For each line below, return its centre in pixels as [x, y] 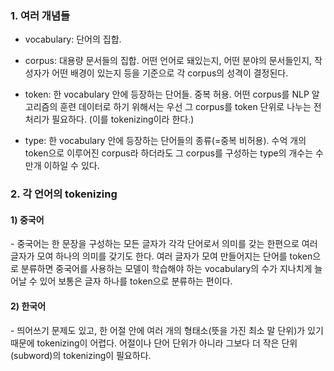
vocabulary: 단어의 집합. [73, 39]
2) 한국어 [28, 306]
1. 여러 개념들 [40, 15]
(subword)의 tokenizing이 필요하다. [81, 355]
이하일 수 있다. [71, 166]
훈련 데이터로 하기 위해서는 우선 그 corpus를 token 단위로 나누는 [185, 107]
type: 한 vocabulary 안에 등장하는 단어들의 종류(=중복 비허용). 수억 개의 [165, 141]
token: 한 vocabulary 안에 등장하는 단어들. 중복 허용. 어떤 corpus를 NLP [167, 94]
